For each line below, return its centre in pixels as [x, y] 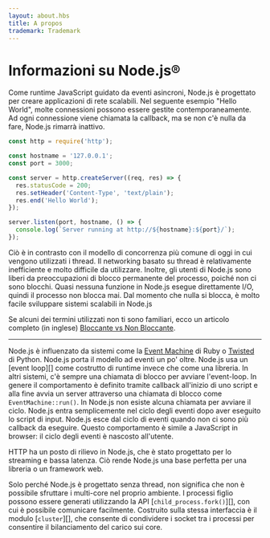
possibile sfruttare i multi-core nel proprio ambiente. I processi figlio [121, 493]
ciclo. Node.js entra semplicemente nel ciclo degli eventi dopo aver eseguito [135, 410]
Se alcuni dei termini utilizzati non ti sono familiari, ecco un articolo [119, 319]
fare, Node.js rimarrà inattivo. [57, 127]
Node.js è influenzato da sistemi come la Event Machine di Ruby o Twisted [131, 351]
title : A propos [35, 23]
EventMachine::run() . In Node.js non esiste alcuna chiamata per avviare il [130, 401]
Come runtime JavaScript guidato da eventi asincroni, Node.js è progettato [132, 92]
